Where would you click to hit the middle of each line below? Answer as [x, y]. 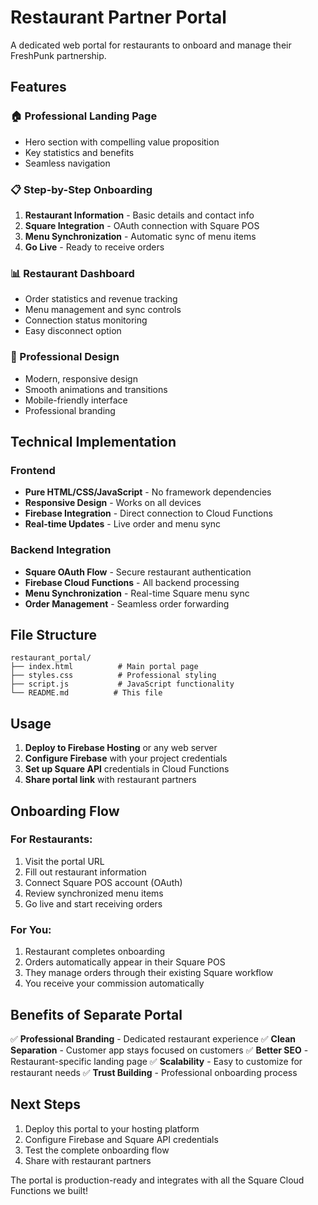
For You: [31, 929]
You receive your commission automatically [114, 983]
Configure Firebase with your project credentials [126, 758]
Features [38, 87]
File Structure [53, 634]
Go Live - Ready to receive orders [94, 247]
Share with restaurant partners [88, 1160]
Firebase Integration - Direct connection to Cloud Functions [148, 513]
